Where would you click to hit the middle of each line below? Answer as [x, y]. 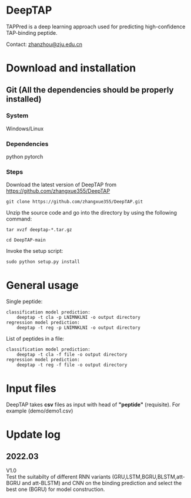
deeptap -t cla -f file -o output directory [72, 355]
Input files [31, 388]
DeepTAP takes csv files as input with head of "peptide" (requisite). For [93, 405]
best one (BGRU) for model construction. [56, 489]
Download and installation [71, 68]
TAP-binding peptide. [32, 32]
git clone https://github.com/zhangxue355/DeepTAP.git [75, 202]
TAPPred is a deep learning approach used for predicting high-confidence [96, 27]
